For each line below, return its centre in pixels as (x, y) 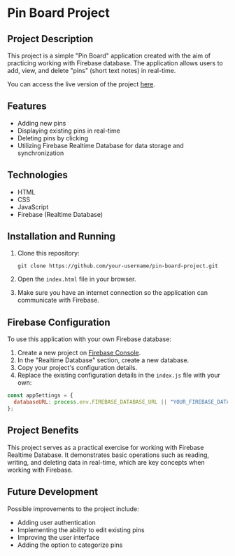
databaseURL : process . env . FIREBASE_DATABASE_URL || (91, 402)
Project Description (50, 39)
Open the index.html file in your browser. (77, 279)
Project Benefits (43, 431)
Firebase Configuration (59, 322)
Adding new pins (42, 123)
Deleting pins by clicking (53, 138)
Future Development (53, 492)
